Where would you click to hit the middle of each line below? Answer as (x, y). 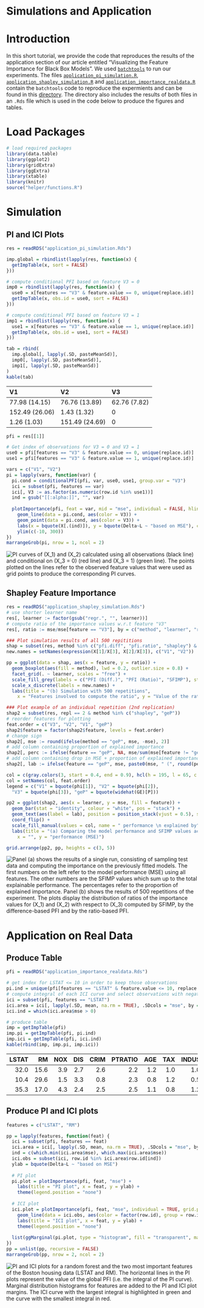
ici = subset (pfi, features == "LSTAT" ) (58, 1000)
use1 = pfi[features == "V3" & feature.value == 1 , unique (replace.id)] (100, 459)
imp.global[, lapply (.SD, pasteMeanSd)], (65, 354)
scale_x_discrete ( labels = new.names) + (63, 685)
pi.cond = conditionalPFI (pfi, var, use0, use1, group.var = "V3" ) (99, 481)
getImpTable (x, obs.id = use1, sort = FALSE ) (70, 332)
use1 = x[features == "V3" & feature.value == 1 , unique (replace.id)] (103, 326)
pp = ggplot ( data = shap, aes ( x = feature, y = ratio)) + (81, 663)
